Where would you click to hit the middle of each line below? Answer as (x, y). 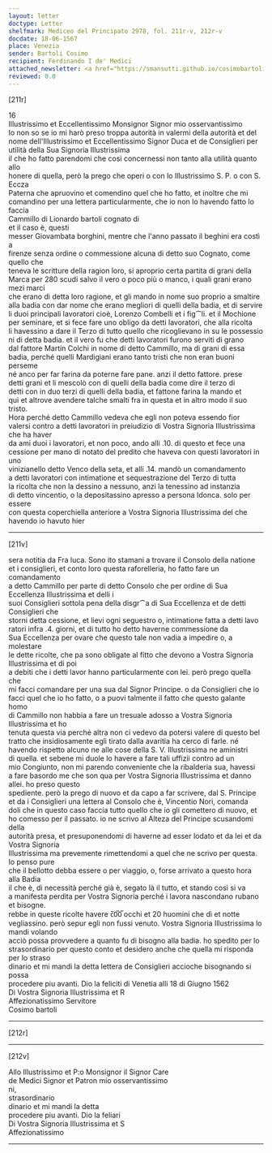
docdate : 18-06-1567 (43, 39)
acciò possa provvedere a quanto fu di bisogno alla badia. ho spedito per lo (134, 940)
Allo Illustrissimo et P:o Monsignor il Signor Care (89, 1072)
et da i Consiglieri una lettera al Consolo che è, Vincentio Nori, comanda (128, 801)
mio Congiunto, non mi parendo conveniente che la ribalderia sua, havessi (132, 767)
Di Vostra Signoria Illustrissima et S (67, 1123)
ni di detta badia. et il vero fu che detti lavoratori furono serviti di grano (126, 339)
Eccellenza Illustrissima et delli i (62, 594)
